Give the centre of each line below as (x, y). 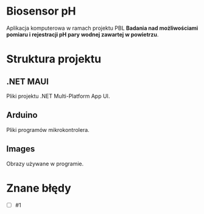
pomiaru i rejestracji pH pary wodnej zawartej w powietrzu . (83, 34)
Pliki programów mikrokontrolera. (48, 129)
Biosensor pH (41, 11)
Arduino (22, 115)
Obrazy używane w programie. (45, 164)
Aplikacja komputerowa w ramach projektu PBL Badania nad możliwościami (102, 28)
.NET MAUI (27, 81)
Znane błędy (39, 188)
